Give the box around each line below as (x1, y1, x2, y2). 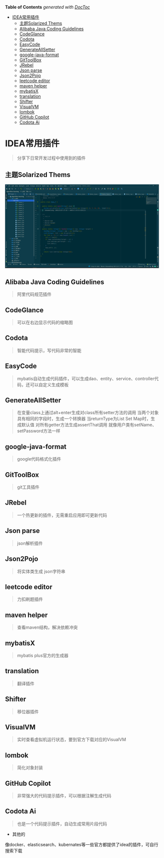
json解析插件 (17, 540, 43, 546)
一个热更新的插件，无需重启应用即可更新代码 (17, 512, 107, 518)
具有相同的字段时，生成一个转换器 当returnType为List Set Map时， (17, 416, 151, 422)
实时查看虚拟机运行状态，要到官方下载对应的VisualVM (17, 737, 126, 743)
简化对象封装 (17, 765, 43, 770)
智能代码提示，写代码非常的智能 (17, 347, 82, 353)
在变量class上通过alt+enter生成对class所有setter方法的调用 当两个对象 (17, 410, 159, 416)
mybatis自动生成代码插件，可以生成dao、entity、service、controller (17, 375, 155, 381)
